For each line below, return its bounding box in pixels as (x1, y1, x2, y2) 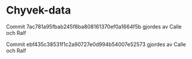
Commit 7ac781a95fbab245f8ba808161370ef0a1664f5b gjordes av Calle (6, 23, 182, 30)
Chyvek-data (6, 4, 71, 17)
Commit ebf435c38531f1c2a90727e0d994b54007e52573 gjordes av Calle (6, 41, 187, 48)
